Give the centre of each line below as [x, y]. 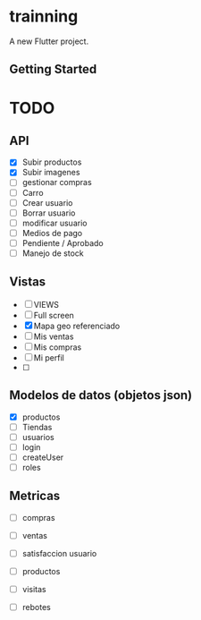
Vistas [28, 282]
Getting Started [53, 69]
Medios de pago [52, 233]
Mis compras [58, 347]
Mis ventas [54, 336]
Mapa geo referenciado [77, 326]
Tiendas [37, 427]
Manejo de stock [53, 253]
